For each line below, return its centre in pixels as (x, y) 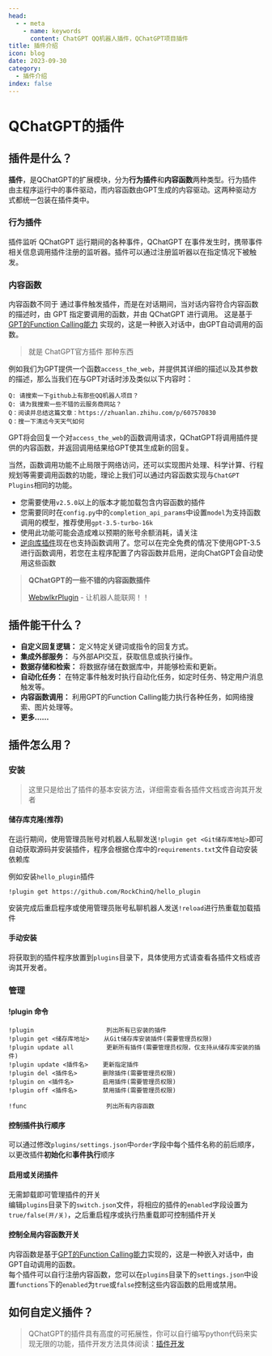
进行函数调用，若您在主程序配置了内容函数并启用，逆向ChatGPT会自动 (138, 553)
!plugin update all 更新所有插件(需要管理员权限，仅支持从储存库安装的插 (134, 1048)
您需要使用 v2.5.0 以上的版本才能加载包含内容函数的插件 (113, 502)
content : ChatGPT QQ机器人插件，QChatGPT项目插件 (109, 38)
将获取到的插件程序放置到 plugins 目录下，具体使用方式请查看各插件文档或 (131, 957)
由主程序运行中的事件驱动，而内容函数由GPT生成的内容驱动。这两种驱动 (129, 189)
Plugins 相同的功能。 (42, 485)
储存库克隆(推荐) (36, 820)
